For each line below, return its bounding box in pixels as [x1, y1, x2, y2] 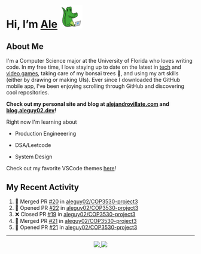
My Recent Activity [6, 182, 80, 192]
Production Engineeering [14, 130, 77, 137]
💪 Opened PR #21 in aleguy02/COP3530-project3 [14, 224, 138, 231]
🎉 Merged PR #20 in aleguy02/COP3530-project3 [14, 198, 138, 205]
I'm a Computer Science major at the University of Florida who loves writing [6, 57, 193, 65]
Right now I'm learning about [6, 118, 77, 126]
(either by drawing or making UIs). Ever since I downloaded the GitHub [6, 76, 181, 84]
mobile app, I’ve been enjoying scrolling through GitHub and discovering [6, 82, 184, 90]
